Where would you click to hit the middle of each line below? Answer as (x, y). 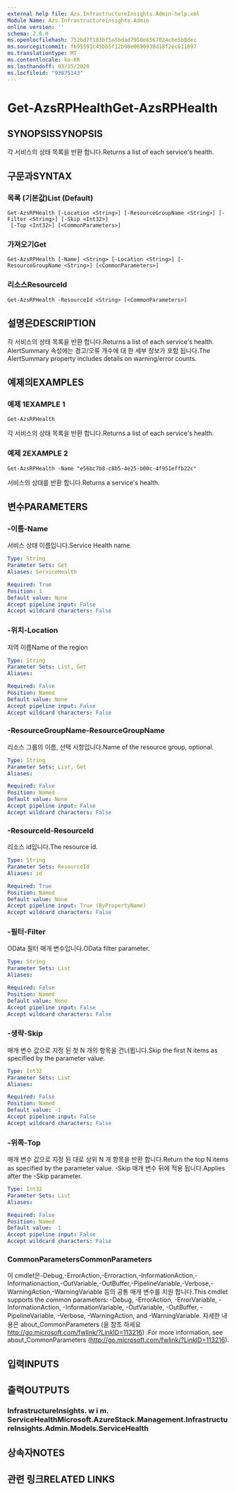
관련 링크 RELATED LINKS (61, 1479)
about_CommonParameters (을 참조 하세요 (80, 1324)
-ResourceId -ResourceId (50, 831)
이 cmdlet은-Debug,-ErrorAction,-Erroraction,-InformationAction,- (103, 1276)
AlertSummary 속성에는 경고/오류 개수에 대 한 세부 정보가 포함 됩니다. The (109, 350)
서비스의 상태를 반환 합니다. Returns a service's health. (83, 482)
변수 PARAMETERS (48, 507)
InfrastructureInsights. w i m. (58, 1411)
